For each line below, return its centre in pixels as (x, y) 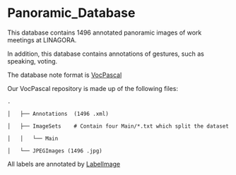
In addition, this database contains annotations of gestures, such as (106, 54)
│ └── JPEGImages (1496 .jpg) (55, 151)
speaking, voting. (33, 61)
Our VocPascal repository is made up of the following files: (93, 88)
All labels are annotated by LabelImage (64, 164)
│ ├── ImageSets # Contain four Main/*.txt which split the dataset (118, 126)
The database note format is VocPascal (65, 75)
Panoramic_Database (71, 13)
